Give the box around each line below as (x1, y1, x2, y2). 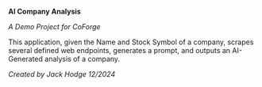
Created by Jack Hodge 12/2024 (8, 70, 116, 78)
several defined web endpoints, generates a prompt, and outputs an (8, 46, 231, 55)
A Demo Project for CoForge (8, 22, 101, 31)
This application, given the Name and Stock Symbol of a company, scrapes (8, 37, 254, 47)
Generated (8, 55, 44, 63)
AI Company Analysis (8, 7, 81, 16)
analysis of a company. (44, 55, 121, 63)
